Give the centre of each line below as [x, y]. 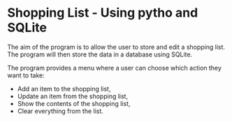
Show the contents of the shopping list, [74, 103]
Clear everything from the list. [60, 111]
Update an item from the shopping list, [72, 96]
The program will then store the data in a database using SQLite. [100, 54]
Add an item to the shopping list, [64, 89]
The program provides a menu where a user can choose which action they [115, 68]
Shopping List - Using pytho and [103, 13]
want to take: [26, 75]
